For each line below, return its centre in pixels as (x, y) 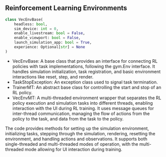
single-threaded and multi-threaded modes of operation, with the (72, 144)
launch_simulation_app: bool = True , (53, 42)
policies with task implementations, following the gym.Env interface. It (83, 66)
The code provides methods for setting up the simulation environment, (77, 128)
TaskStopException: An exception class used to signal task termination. (85, 82)
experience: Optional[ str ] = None (50, 47)
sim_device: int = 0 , (36, 29)
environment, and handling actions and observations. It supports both (76, 139)
